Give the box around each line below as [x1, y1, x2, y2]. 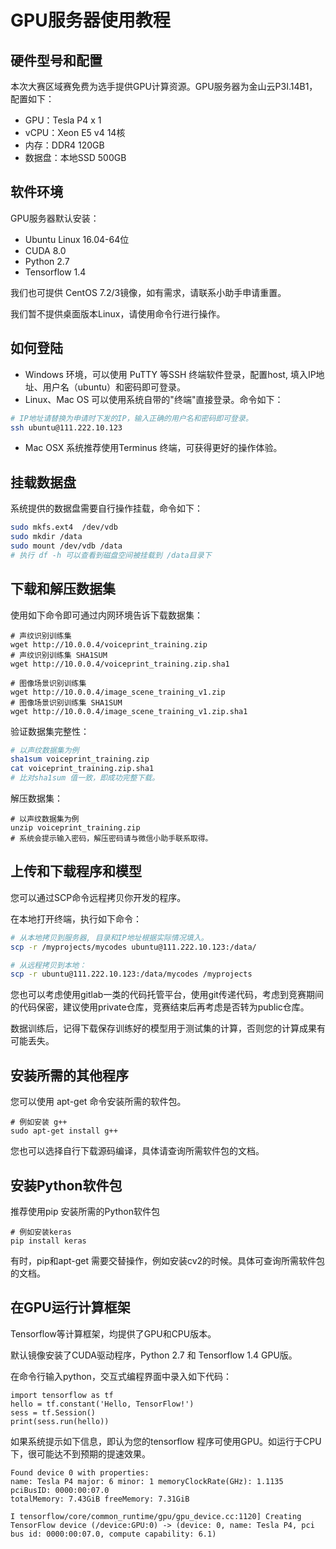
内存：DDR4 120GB [24, 139, 105, 151]
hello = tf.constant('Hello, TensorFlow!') [10, 1399, 195, 1409]
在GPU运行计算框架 [10, 1299, 131, 1316]
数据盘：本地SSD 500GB [24, 152, 127, 163]
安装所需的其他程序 [10, 1067, 129, 1084]
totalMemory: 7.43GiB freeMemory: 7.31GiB [10, 1494, 190, 1504]
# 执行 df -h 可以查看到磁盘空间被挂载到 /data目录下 [10, 550, 212, 560]
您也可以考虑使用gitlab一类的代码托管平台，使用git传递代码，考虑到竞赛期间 [10, 989, 324, 1001]
